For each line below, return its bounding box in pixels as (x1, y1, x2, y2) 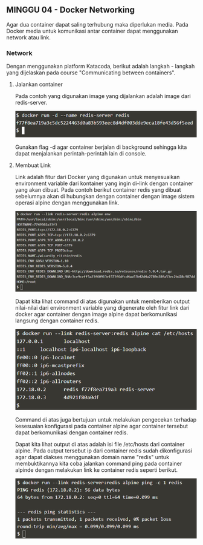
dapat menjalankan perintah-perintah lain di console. (14, 149, 147, 157)
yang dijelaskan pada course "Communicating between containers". (6, 69, 176, 76)
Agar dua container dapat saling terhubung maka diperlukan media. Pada (6, 21, 188, 28)
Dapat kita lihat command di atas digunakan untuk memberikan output (14, 298, 190, 305)
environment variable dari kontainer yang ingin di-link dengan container (14, 180, 193, 187)
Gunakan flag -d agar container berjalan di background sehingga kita (14, 143, 187, 151)
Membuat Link (14, 162, 51, 169)
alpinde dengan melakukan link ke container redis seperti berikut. (14, 466, 178, 474)
